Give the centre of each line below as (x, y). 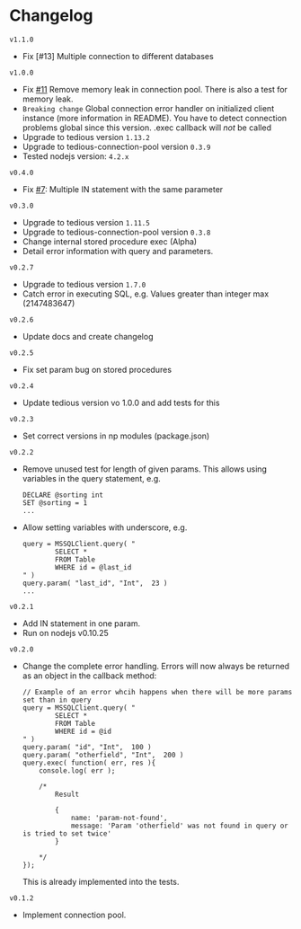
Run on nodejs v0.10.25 (66, 633)
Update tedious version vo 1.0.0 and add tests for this (121, 403)
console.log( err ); (77, 770)
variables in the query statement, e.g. (92, 478)
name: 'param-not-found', (119, 818)
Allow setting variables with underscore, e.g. (105, 527)
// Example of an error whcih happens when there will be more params (157, 692)
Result (67, 794)
